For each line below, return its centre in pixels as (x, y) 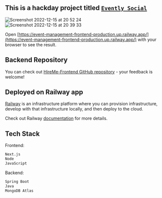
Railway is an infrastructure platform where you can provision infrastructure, (81, 104)
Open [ (12, 34)
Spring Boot (17, 181)
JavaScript (16, 163)
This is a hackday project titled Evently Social (76, 8)
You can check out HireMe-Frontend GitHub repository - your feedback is (79, 72)
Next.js (13, 154)
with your (147, 39)
